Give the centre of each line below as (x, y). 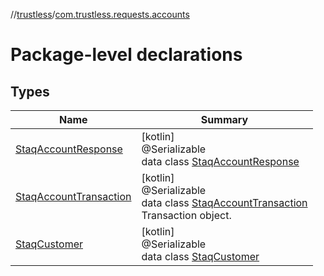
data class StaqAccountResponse (220, 161)
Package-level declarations (126, 55)
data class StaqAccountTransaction (224, 202)
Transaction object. (186, 215)
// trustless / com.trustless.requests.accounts (100, 14)
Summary (224, 119)
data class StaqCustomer (200, 256)
